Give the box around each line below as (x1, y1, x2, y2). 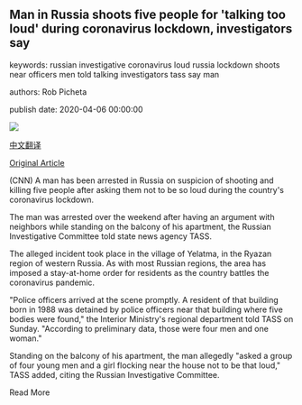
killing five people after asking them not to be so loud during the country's (9, 184, 285, 195)
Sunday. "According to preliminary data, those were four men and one (9, 323, 269, 334)
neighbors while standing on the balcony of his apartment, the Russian (9, 221, 272, 232)
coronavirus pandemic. (9, 277, 96, 288)
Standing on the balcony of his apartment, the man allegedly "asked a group (9, 350, 293, 361)
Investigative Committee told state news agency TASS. (9, 230, 212, 242)
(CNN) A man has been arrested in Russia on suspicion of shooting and (9, 175, 274, 186)
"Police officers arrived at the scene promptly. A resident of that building (9, 294, 279, 305)
